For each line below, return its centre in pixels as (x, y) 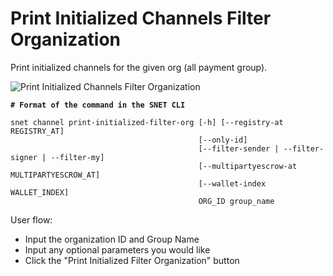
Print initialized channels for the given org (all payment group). (139, 67)
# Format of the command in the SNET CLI (98, 105)
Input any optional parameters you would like (117, 249)
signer (24, 157)
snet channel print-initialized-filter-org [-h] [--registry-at (147, 122)
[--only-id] (223, 140)
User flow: (31, 219)
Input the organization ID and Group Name (112, 239)
